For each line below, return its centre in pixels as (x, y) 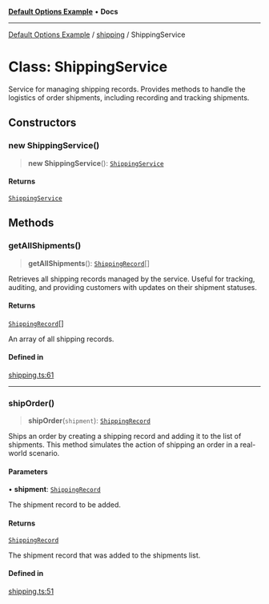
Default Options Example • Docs (63, 12)
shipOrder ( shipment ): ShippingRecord (89, 421)
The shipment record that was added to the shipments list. (104, 555)
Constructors (42, 123)
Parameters (28, 471)
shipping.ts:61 (31, 375)
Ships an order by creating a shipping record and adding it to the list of (125, 437)
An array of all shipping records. (61, 339)
